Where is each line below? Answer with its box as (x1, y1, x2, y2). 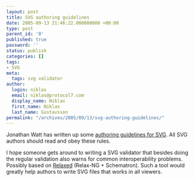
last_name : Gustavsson (11, 109, 68, 115)
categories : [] (6, 53, 44, 59)
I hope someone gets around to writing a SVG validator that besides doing (6, 149, 189, 156)
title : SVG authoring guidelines (6, 14, 90, 20)
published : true (6, 37, 47, 43)
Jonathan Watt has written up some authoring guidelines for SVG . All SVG (6, 131, 188, 138)
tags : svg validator (11, 76, 63, 82)
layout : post (6, 8, 39, 15)
